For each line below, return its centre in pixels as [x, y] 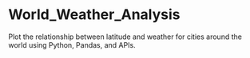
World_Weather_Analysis [95, 15]
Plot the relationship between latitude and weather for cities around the [125, 37]
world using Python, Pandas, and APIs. [72, 44]
